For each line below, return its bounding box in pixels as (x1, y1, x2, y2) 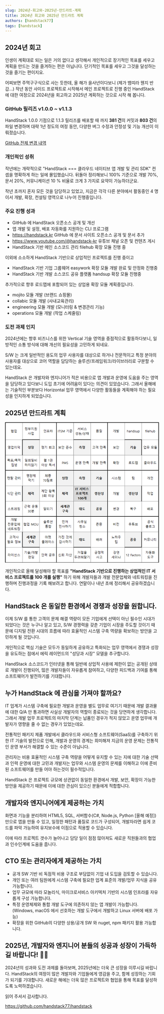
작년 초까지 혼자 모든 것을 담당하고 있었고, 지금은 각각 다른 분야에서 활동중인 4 (5, 188, 154, 194)
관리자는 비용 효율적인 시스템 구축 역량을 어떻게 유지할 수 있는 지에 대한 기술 (5, 754, 150, 760)
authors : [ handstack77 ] (5, 18, 54, 23)
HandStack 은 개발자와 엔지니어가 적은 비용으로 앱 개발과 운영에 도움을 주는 (5, 375, 150, 381)
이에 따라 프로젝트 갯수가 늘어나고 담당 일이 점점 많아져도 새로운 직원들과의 (5, 835, 147, 841)
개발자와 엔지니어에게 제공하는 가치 (5, 798, 104, 807)
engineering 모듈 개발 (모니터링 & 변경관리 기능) (12, 304, 105, 310)
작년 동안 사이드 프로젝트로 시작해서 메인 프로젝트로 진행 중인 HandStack (15, 86, 155, 92)
